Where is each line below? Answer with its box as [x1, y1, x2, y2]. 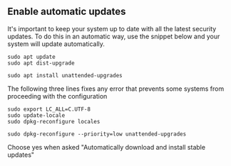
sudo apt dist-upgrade [7, 60, 75, 67]
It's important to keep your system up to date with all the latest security [7, 24, 217, 33]
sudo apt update [7, 53, 56, 60]
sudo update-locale [7, 111, 66, 119]
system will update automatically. [7, 39, 106, 48]
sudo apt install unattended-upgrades [7, 72, 123, 79]
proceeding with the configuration [7, 92, 108, 100]
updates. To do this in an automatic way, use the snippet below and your [7, 32, 220, 40]
